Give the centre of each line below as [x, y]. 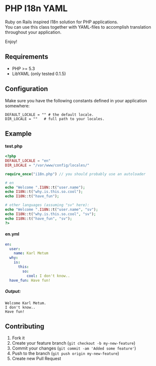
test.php [14, 146]
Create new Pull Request [36, 359]
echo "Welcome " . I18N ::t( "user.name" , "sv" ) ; [51, 210]
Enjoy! [11, 41]
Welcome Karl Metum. [26, 303]
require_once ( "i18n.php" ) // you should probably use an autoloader [75, 174]
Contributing [25, 326]
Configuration [27, 89]
